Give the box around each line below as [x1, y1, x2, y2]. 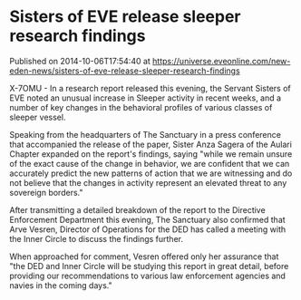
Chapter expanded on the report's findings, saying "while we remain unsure [9, 148, 293, 160]
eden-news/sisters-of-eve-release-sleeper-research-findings [9, 65, 240, 76]
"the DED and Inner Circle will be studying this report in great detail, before [9, 260, 289, 271]
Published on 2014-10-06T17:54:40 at [9, 55, 151, 66]
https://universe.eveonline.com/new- [152, 55, 291, 66]
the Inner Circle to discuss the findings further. [9, 233, 184, 244]
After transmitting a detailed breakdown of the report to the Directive [9, 204, 266, 215]
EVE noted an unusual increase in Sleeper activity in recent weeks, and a [9, 92, 282, 103]
